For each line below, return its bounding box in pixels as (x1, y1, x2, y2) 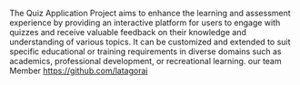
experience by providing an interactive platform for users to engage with (9, 17, 281, 28)
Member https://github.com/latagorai (9, 65, 148, 76)
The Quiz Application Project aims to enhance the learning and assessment (9, 8, 291, 18)
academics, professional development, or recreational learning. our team (9, 56, 282, 66)
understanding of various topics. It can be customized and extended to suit (9, 36, 291, 47)
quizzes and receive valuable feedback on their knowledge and (9, 27, 247, 37)
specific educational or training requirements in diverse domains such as (9, 46, 282, 57)
